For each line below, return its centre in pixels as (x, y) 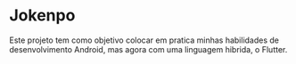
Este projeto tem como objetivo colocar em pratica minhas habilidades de (144, 40)
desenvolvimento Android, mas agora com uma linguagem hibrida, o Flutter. (148, 49)
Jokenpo (42, 16)
